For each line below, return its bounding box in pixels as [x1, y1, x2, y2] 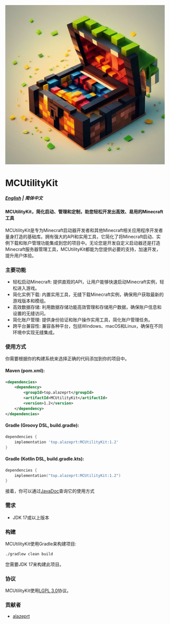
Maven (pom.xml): [5, 367, 45, 374]
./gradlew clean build [5, 551, 53, 556]
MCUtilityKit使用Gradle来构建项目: [5, 541, 77, 547]
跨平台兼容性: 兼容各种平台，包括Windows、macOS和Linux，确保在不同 [12, 323, 163, 329]
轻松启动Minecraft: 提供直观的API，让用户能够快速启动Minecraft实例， [12, 279, 160, 285]
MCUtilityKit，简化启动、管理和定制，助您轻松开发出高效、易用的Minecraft [5, 209, 163, 215]
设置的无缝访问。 [12, 310, 49, 317]
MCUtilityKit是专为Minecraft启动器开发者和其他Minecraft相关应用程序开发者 [5, 227, 163, 233]
